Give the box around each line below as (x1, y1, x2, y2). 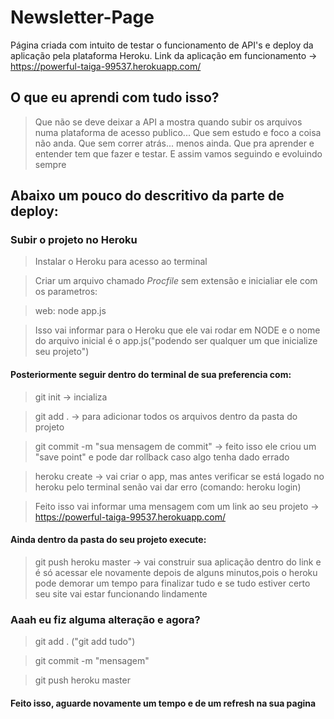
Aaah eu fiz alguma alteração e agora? (10, 612, 201, 626)
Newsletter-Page (10, 6, 155, 29)
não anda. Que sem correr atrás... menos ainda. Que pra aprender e (34, 137, 315, 149)
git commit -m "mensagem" (34, 655, 150, 667)
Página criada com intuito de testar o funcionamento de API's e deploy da (10, 39, 314, 51)
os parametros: (34, 286, 98, 298)
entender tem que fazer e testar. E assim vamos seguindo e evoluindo (34, 147, 323, 160)
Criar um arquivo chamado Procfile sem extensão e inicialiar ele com (34, 275, 318, 287)
